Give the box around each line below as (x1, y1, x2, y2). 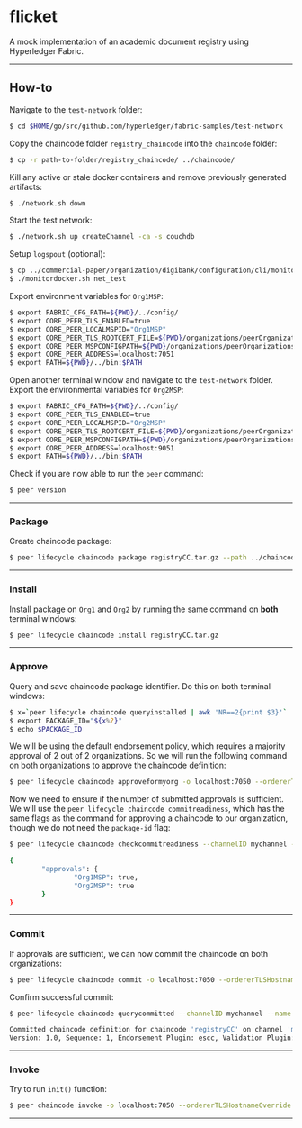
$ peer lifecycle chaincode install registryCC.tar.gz (9, 631, 219, 640)
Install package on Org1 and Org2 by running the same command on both (9, 604, 279, 614)
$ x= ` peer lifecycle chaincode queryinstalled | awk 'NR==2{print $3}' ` (9, 707, 288, 717)
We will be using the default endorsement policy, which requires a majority (9, 741, 286, 751)
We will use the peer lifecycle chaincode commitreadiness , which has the (9, 804, 285, 814)
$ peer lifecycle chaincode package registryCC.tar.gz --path (9, 553, 247, 562)
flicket (9, 6, 58, 27)
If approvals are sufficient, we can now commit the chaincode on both (9, 948, 269, 959)
